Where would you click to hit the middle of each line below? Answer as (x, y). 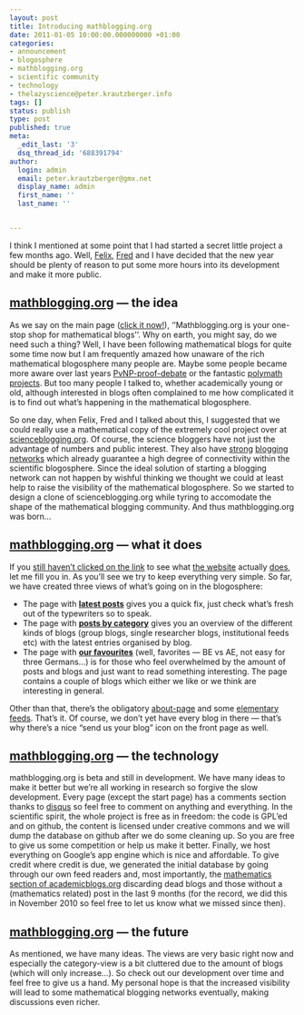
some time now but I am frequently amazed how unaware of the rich (137, 353)
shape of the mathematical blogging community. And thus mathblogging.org (152, 506)
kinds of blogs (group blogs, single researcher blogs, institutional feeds (156, 632)
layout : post (34, 18)
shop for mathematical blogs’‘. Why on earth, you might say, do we (152, 334)
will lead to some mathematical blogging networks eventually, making (139, 992)
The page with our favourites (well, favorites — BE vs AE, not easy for (154, 652)
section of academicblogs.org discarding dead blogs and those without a (146, 884)
